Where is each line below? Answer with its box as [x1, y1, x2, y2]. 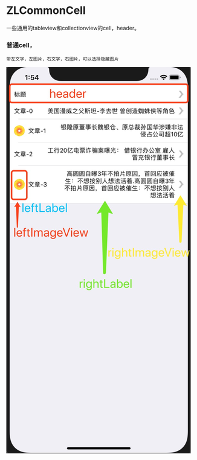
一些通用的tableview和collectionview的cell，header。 [6, 24, 140, 31]
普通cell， [6, 40, 36, 49]
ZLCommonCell [6, 4, 86, 18]
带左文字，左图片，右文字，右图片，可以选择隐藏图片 [6, 56, 119, 62]
